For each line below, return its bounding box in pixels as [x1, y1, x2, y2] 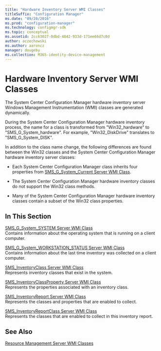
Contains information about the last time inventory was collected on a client [5, 250, 157, 256]
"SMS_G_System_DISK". [5, 134, 54, 141]
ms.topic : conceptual [5, 30, 49, 34]
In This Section [5, 212, 52, 220]
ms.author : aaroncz [5, 43, 45, 48]
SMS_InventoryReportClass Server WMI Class [5, 308, 97, 314]
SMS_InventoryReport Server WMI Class [5, 294, 86, 300]
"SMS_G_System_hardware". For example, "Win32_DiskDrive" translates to [5, 130, 155, 135]
